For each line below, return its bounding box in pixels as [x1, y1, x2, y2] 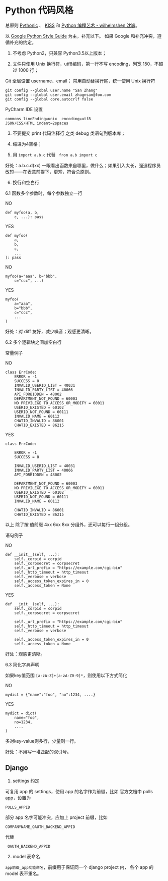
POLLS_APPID [5, 805, 30, 810]
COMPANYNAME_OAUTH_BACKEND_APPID [5, 824, 75, 830]
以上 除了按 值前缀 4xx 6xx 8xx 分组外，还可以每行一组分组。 [5, 521, 132, 528]
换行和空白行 [12, 179, 39, 185]
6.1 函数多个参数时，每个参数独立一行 [5, 190, 82, 196]
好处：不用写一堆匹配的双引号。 [5, 748, 71, 755]
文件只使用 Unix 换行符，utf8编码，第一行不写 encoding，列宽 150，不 [12, 61, 159, 67]
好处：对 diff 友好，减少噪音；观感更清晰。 [5, 328, 94, 334]
